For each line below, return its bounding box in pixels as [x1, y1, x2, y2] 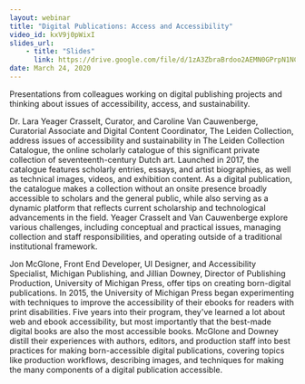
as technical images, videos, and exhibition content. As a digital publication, [9, 173, 293, 184]
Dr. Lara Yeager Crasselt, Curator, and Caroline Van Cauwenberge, [9, 115, 259, 127]
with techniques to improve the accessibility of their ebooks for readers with [9, 296, 295, 308]
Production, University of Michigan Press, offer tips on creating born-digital [9, 277, 291, 288]
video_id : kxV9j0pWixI [9, 30, 95, 39]
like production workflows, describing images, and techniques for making [9, 354, 284, 365]
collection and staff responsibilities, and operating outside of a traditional [9, 231, 283, 242]
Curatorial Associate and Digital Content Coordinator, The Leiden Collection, [9, 125, 294, 136]
